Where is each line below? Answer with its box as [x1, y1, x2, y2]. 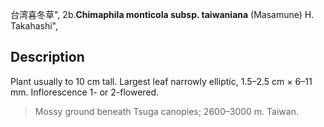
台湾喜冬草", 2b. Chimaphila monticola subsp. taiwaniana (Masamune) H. [10, 9, 315, 20]
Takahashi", [10, 20, 59, 32]
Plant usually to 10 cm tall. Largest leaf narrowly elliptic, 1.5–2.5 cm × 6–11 [10, 75, 313, 87]
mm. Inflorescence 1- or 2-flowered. [10, 86, 160, 98]
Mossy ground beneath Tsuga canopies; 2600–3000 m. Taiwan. [34, 105, 299, 117]
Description [10, 49, 85, 66]
